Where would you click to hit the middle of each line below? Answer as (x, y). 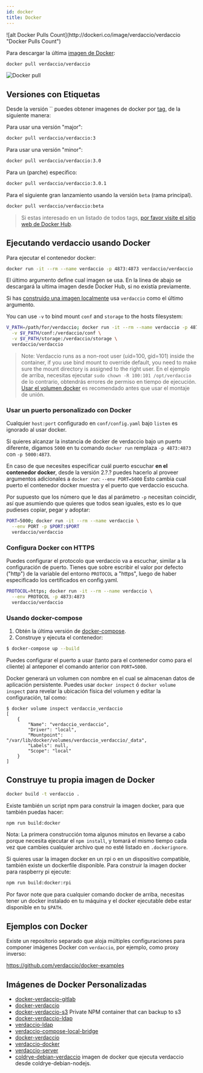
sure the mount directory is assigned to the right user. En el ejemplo (105, 369)
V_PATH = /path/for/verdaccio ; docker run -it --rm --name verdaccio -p (97, 328)
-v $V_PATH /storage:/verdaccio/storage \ (65, 339)
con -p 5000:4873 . (29, 455)
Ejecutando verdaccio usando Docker (79, 243)
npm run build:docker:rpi (39, 883)
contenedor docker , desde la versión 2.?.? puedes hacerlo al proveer (92, 473)
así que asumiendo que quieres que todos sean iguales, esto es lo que (94, 504)
